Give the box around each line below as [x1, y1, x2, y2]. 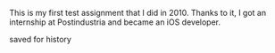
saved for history [9, 34, 71, 44]
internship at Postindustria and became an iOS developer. [9, 17, 221, 27]
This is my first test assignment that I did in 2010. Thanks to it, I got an [9, 8, 267, 18]
